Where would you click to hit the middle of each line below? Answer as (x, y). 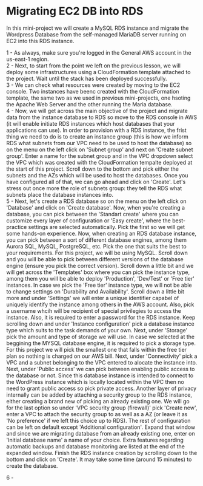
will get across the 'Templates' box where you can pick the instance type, (98, 272)
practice (17, 227)
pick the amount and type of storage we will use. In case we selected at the (101, 337)
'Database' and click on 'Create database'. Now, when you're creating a (96, 207)
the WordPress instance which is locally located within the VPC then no (95, 382)
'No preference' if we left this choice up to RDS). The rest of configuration (98, 420)
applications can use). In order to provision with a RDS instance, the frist (96, 130)
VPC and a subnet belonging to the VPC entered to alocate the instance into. (102, 362)
